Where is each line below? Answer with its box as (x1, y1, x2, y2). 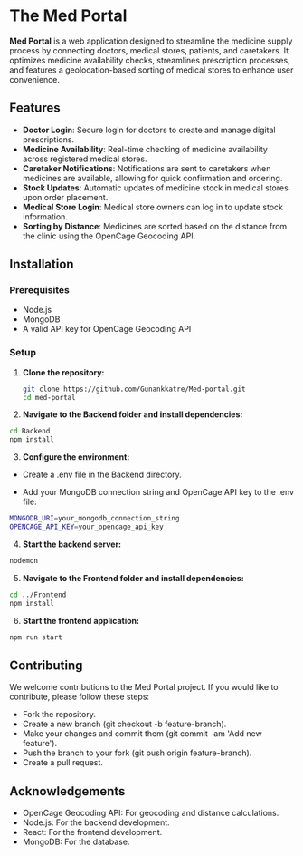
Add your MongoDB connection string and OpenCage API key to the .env (22, 487, 295, 498)
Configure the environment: (22, 452, 130, 462)
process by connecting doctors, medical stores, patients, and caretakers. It (9, 44, 289, 55)
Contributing (9, 657, 83, 673)
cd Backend (9, 427, 51, 436)
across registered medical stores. (22, 153, 147, 164)
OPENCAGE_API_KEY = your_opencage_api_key (9, 522, 165, 531)
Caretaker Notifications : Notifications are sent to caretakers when (22, 162, 271, 173)
